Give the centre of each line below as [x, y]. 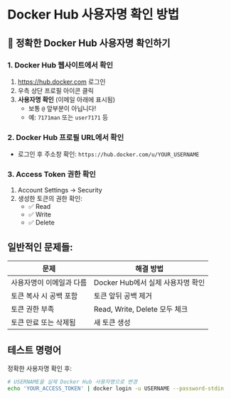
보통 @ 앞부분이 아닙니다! [62, 108]
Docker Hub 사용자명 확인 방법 [93, 15]
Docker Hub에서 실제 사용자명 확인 [149, 283]
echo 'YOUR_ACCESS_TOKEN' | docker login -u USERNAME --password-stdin [116, 388]
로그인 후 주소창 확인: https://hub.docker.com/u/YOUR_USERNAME [108, 154]
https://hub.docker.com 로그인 [61, 82]
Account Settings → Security [60, 190]
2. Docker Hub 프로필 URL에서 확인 [66, 137]
